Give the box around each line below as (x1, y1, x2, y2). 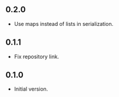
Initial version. (14, 85, 48, 93)
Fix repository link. (14, 53, 59, 60)
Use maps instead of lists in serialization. (14, 20, 114, 27)
